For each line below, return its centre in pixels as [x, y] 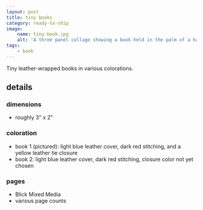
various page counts [40, 201]
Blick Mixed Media [38, 194]
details [19, 87]
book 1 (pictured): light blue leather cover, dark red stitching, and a [98, 146]
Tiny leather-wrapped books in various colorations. [70, 68]
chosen [24, 165]
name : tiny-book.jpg [43, 34]
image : [14, 29]
